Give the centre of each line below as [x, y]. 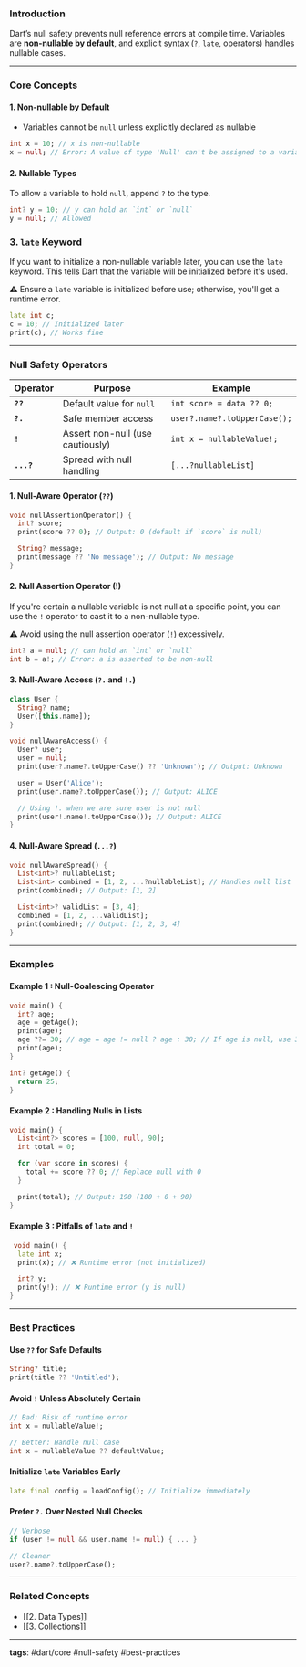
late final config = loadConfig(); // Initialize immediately [130, 1491]
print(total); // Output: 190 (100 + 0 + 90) [106, 1197]
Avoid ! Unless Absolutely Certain [75, 1398]
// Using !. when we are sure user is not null [110, 808]
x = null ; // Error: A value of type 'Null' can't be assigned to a [142, 153]
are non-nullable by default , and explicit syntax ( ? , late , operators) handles [152, 43]
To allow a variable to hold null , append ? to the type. [110, 194]
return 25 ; [38, 1081]
